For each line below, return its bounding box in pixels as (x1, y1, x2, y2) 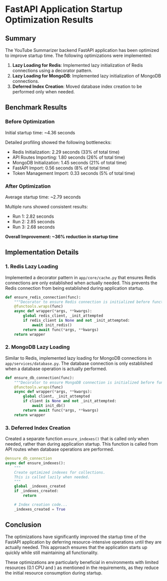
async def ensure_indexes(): (5, 461, 66, 466)
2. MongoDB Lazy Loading (5, 344, 70, 351)
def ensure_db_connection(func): (5, 375, 75, 380)
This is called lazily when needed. (14, 475, 90, 480)
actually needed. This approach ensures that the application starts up (5, 545, 148, 551)
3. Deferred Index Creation (5, 424, 71, 431)
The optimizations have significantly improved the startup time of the (5, 534, 147, 540)
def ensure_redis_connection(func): (5, 295, 81, 300)
